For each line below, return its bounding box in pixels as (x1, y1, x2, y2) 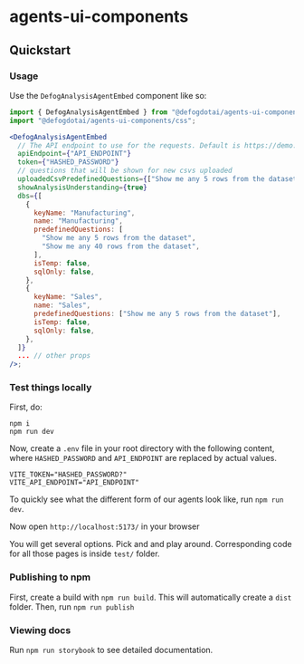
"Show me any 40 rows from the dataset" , (42, 242, 201, 251)
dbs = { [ (17, 191, 43, 200)
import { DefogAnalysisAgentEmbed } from (9, 107, 168, 117)
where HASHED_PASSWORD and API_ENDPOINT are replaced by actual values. (9, 453, 278, 464)
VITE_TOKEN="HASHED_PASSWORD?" (9, 470, 128, 479)
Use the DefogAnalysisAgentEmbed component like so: (9, 90, 207, 101)
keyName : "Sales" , (33, 293, 103, 302)
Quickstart (9, 43, 71, 58)
